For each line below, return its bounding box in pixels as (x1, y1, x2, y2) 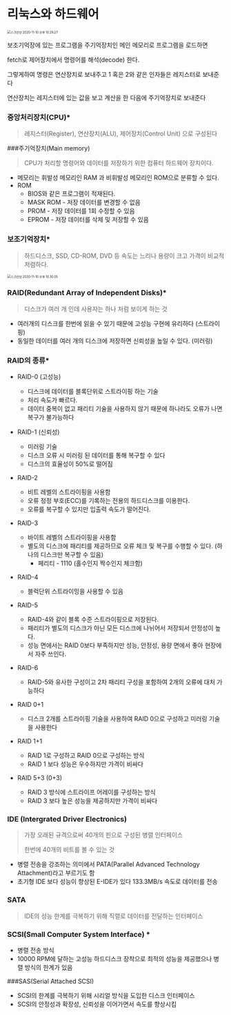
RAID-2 (17, 474, 38, 482)
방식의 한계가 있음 (24, 963, 73, 971)
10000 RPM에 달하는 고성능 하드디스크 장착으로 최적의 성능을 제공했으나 (17, 955, 212, 963)
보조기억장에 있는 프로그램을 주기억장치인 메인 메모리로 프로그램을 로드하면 (7, 41, 208, 49)
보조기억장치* (7, 234, 50, 244)
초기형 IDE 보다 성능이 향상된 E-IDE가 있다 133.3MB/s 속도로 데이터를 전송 (17, 878, 219, 886)
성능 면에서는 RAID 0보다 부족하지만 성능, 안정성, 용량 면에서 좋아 (27, 641, 203, 649)
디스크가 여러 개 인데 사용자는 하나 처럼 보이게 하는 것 (23, 305, 168, 313)
